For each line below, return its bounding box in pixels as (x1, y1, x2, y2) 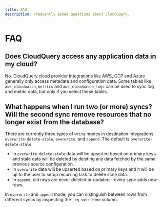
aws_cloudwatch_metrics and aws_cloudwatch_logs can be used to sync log (5, 83, 154, 89)
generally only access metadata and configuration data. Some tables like (5, 78, 151, 84)
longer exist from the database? (5, 118, 104, 126)
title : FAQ (5, 7, 27, 12)
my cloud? (5, 60, 38, 69)
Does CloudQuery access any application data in (5, 52, 156, 61)
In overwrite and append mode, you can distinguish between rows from (5, 191, 147, 197)
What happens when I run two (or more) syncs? (5, 102, 153, 111)
